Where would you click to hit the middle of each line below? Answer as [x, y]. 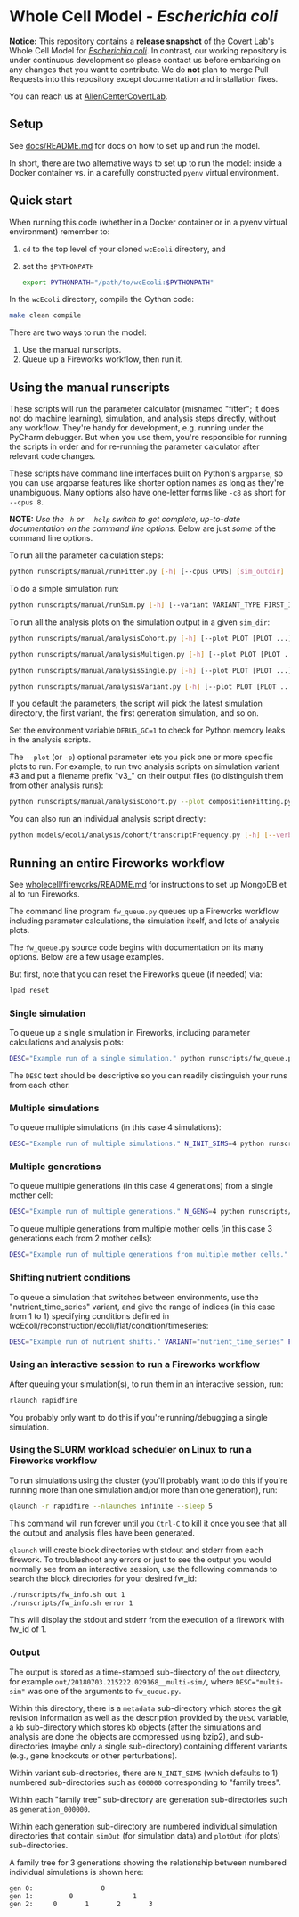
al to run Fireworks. [44, 894]
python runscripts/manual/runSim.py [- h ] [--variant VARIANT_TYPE [135, 605]
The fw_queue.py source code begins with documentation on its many [137, 947]
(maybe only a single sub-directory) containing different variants [169, 1746]
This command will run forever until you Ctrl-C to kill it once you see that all [148, 1523]
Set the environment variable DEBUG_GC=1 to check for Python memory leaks [147, 730]
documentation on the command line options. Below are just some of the [142, 528]
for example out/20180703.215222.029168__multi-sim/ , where [121, 1681]
